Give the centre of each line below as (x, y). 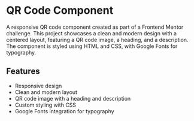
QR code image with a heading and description (73, 98)
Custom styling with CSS (46, 105)
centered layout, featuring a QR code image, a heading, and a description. (97, 40)
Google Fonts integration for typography (65, 111)
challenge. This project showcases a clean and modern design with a (92, 33)
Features (23, 72)
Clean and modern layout (46, 92)
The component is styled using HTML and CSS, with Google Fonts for (92, 46)
